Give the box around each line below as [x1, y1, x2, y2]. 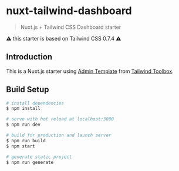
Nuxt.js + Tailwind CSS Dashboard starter [20, 24, 121, 31]
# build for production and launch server [6, 132, 112, 139]
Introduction [6, 52, 53, 62]
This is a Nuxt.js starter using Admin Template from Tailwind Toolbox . [6, 68, 174, 75]
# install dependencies [6, 100, 65, 106]
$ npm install [6, 106, 41, 112]
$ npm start [6, 143, 35, 149]
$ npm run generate [6, 159, 54, 165]
